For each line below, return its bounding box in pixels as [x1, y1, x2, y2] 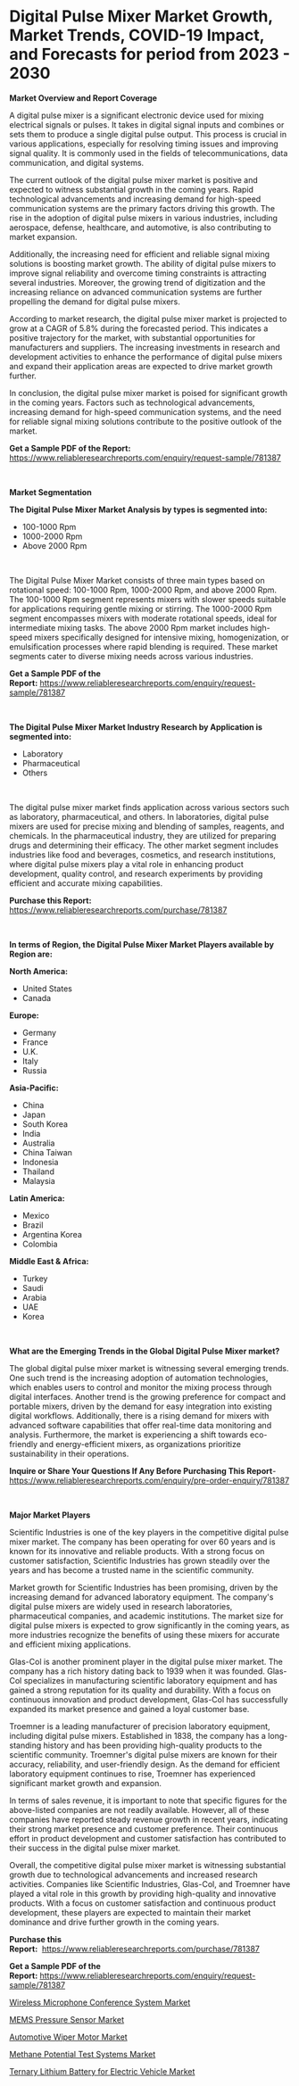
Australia [21, 1138, 55, 1148]
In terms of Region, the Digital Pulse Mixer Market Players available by [9, 939, 275, 949]
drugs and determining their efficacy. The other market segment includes [9, 840, 279, 850]
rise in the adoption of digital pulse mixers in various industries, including [9, 212, 278, 223]
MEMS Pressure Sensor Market [9, 2014, 125, 2024]
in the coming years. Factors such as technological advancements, [9, 397, 255, 408]
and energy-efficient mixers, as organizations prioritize [39, 1438, 241, 1449]
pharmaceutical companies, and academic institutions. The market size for [9, 1610, 284, 1621]
